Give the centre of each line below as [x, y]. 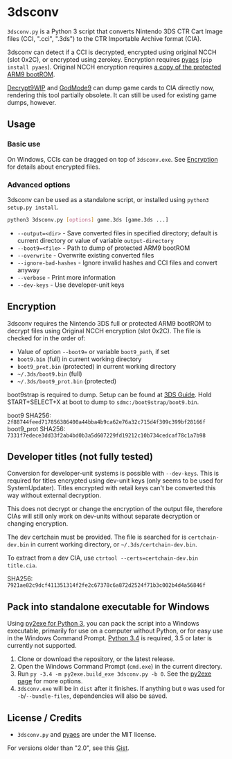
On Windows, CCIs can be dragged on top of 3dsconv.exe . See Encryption [113, 159]
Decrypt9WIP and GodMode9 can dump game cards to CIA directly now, [111, 87]
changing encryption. [38, 524]
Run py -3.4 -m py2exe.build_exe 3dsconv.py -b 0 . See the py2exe [114, 674]
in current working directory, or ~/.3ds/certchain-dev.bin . [114, 544]
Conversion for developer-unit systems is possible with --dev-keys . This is [113, 474]
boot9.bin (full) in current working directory [79, 359]
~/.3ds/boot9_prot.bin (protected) [67, 381]
